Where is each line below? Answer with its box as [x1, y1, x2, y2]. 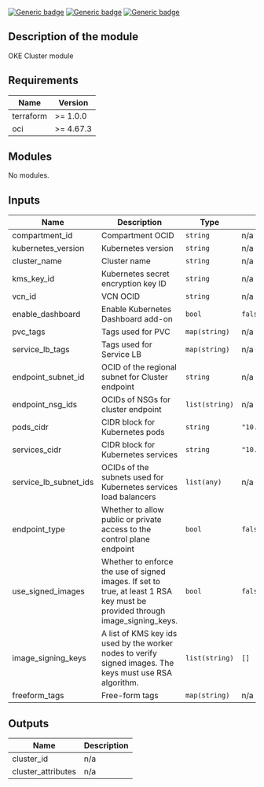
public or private [101, 514, 163, 525]
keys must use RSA [101, 667, 173, 679]
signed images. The [101, 657, 174, 668]
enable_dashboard [12, 309, 81, 320]
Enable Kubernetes [101, 303, 171, 314]
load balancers [101, 491, 156, 502]
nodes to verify [101, 648, 157, 659]
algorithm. [101, 677, 139, 688]
